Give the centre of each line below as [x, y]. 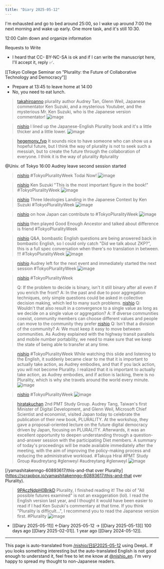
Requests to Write [23, 47]
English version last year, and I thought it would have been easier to [85, 500]
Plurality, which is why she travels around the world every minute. [83, 380]
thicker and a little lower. [41, 131]
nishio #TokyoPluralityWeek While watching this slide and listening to [86, 354]
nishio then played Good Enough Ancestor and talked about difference [88, 224]
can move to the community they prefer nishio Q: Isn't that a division [86, 324]
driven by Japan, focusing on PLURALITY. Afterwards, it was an [81, 429]
